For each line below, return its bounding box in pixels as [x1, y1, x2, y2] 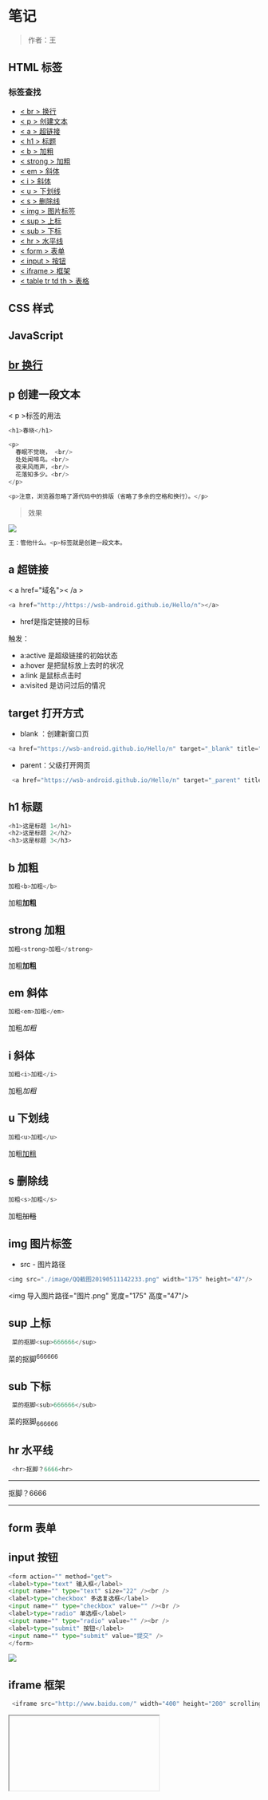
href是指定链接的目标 [19, 617, 90, 626]
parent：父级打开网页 [19, 760, 91, 770]
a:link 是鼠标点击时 [19, 671, 82, 681]
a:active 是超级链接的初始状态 [19, 651, 118, 661]
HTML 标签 [8, 61, 63, 74]
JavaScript [8, 329, 64, 343]
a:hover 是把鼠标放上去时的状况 [19, 661, 124, 670]
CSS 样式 [8, 302, 54, 315]
